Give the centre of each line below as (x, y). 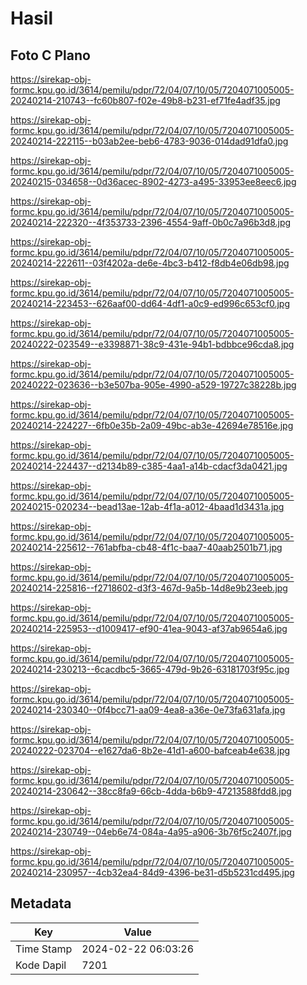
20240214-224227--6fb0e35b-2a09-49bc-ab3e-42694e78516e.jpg (152, 425)
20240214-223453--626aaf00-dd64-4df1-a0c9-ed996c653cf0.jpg (150, 303)
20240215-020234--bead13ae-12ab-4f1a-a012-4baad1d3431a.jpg (147, 506)
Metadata (41, 903)
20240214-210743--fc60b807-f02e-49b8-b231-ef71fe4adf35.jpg (145, 100)
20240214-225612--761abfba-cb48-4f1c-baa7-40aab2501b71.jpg (146, 547)
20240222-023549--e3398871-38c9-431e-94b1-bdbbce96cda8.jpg (152, 344)
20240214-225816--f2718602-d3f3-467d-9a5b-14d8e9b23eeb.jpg (149, 588)
